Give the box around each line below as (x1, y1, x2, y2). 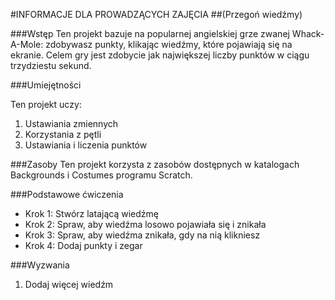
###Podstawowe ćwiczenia (10, 189, 124, 200)
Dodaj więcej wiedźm (24, 279, 114, 290)
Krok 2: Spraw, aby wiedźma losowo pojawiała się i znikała (24, 219, 267, 230)
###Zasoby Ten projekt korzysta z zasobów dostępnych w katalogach (10, 159, 300, 170)
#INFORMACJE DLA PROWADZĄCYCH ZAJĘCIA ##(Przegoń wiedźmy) (10, 9, 303, 20)
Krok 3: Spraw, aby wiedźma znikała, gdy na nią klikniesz (24, 229, 261, 241)
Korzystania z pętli (24, 129, 102, 140)
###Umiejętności (10, 79, 82, 91)
